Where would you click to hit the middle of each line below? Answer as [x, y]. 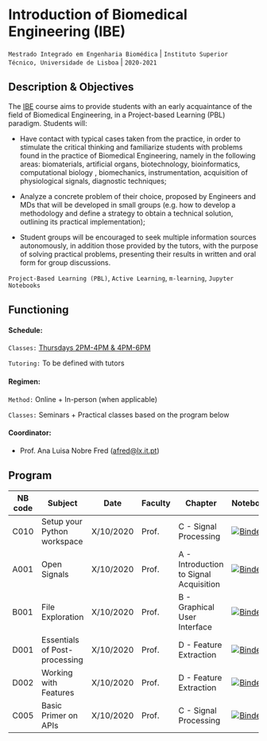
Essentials [60, 640]
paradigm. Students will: [48, 123]
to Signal [195, 574]
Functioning [39, 310]
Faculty [156, 503]
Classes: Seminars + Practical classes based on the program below [119, 415]
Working [57, 673]
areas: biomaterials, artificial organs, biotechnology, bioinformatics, [130, 164]
